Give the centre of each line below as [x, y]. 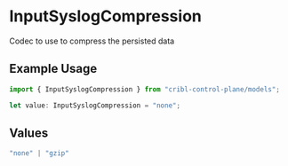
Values [29, 133]
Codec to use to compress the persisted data [92, 41]
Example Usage [53, 69]
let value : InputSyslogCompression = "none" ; [95, 105]
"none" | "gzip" [39, 154]
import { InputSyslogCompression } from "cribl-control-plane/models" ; [144, 89]
